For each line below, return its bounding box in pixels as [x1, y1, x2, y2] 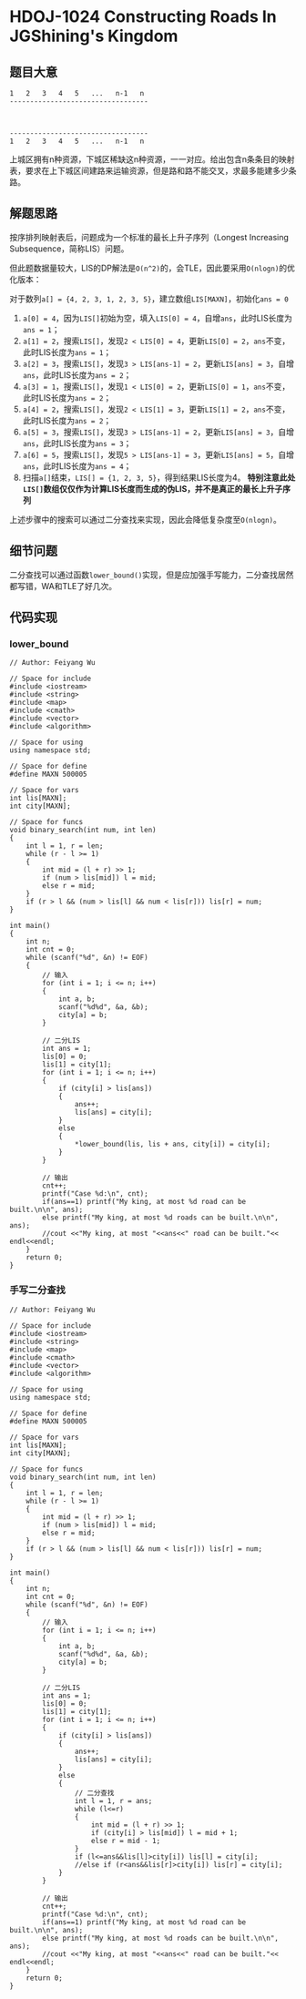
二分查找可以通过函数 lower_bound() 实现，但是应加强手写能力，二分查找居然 [9, 569, 294, 580]
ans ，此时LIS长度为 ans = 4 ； [22, 460, 132, 471]
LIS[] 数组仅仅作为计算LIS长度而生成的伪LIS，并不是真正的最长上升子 [22, 483, 283, 494]
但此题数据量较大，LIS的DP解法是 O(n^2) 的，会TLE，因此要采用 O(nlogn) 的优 [9, 262, 296, 273]
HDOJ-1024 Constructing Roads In [9, 6, 278, 27]
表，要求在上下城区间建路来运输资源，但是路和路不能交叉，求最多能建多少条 [9, 166, 297, 176]
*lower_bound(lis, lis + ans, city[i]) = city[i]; [74, 1140, 271, 1149]
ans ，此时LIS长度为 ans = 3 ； [22, 437, 132, 448]
